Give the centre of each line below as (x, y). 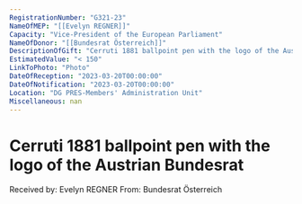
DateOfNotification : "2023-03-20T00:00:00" (92, 84)
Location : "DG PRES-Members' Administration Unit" (106, 93)
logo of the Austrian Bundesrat (127, 165)
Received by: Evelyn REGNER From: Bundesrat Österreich (116, 190)
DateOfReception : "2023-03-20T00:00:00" (86, 76)
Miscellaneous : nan (46, 101)
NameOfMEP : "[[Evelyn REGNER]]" (70, 26)
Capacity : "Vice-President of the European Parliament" (116, 34)
